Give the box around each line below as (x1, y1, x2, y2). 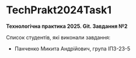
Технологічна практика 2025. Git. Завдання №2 (6, 23, 128, 30)
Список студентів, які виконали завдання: (6, 34, 111, 41)
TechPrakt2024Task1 (6, 3, 112, 17)
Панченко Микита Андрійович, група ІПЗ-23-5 (14, 45, 131, 52)
